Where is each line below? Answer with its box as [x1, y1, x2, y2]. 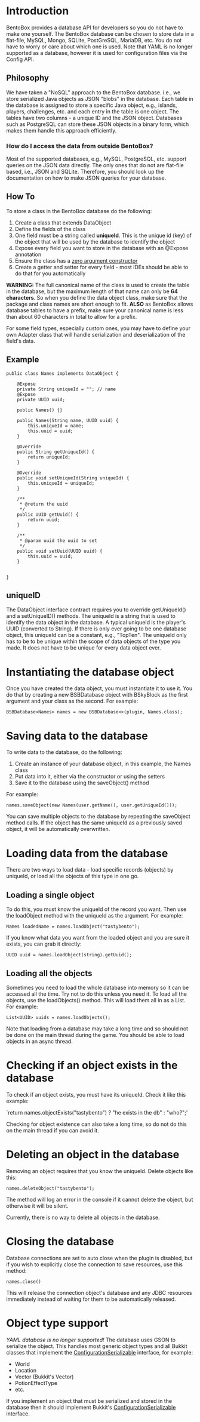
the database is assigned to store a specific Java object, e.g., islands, [6, 101, 177, 109]
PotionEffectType [14, 1379, 58, 1386]
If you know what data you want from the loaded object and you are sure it [6, 934, 190, 941]
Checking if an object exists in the [6, 1058, 178, 1072]
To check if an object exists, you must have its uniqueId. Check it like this [6, 1091, 186, 1098]
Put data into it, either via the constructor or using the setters [14, 773, 165, 780]
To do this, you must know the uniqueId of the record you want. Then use [6, 906, 187, 913]
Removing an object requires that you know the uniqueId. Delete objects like [6, 1167, 193, 1174]
